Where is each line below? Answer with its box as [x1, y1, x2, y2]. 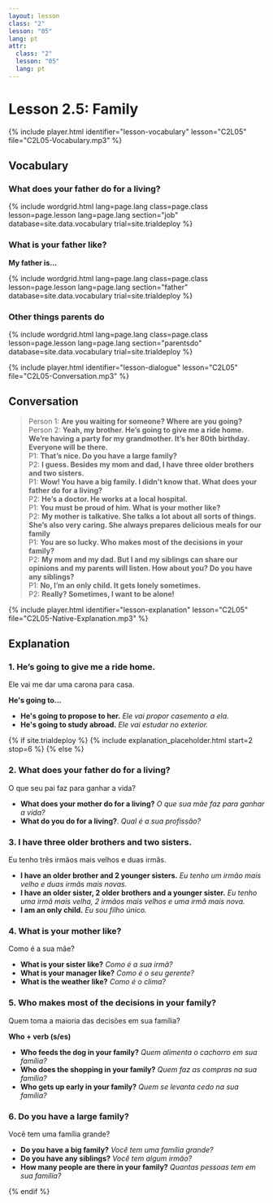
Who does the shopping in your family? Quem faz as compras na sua [19, 1064, 258, 1074]
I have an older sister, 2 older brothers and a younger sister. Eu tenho [19, 888, 258, 898]
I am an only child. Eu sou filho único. [19, 906, 148, 915]
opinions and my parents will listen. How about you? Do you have [28, 562, 253, 573]
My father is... [8, 258, 58, 267]
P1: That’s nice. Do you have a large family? [28, 450, 177, 460]
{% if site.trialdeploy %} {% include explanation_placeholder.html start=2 [8, 736, 253, 745]
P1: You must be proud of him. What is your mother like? [28, 502, 221, 512]
